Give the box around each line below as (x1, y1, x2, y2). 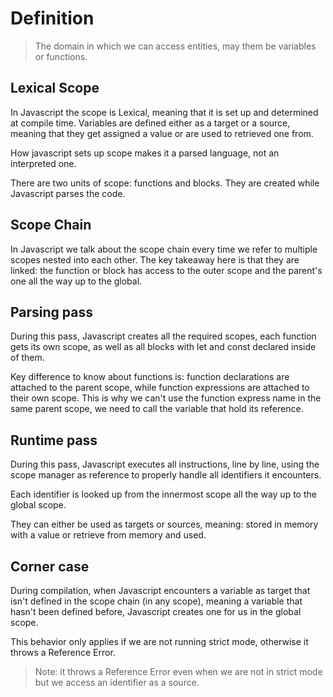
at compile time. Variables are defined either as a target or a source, (10, 117, 291, 129)
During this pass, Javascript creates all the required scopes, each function (10, 330, 317, 342)
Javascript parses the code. (10, 187, 126, 199)
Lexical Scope (10, 80, 100, 97)
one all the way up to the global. (10, 275, 143, 287)
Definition (10, 7, 95, 30)
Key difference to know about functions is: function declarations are (10, 371, 290, 383)
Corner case (10, 558, 90, 575)
